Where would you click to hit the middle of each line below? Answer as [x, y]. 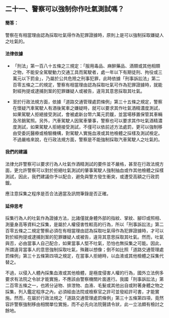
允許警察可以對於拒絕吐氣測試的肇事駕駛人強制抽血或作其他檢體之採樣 [91, 170]
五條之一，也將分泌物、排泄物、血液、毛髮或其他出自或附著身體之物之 [91, 285]
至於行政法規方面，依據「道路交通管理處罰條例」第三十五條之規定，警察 [87, 102]
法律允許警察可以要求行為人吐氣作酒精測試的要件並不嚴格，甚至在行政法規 [82, 164]
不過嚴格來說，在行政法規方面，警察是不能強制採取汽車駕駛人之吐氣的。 [87, 139]
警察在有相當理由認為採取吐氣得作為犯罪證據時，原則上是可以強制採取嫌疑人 [84, 35]
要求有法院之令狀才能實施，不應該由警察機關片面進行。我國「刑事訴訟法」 [82, 279]
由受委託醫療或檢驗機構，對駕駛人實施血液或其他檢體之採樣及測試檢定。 [87, 133]
